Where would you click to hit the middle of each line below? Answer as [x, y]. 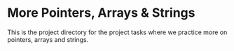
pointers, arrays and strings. [48, 39]
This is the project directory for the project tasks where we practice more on [117, 32]
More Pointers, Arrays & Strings [101, 13]
